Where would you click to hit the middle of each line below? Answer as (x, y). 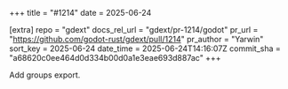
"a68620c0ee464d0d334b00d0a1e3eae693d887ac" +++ (115, 58)
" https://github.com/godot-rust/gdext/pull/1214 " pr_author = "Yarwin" (136, 39)
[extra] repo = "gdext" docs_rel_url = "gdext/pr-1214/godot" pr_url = (134, 30)
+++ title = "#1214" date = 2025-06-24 (80, 13)
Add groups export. (45, 75)
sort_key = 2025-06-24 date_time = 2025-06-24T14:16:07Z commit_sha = (145, 48)
